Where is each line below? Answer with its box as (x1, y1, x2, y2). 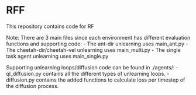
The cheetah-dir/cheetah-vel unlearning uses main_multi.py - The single (6, 46, 181, 53)
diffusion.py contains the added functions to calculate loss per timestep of (6, 76, 185, 83)
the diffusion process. (6, 82, 59, 89)
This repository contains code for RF (6, 23, 94, 30)
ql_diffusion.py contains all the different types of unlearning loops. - (6, 70, 170, 77)
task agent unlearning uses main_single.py (6, 52, 109, 59)
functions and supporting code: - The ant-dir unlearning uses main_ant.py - (6, 40, 188, 47)
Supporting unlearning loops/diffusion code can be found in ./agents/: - (6, 64, 178, 71)
